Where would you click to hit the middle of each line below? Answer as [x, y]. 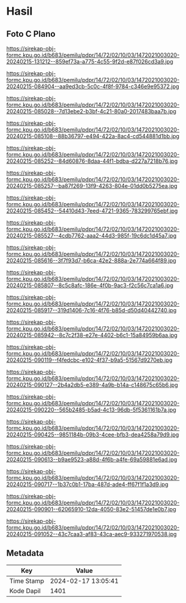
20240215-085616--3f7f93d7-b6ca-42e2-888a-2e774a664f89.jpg [91, 260]
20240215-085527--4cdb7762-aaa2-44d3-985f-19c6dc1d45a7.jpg [91, 236]
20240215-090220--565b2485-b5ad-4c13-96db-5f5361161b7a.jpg [91, 410]
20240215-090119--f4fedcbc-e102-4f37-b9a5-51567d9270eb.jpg [89, 360]
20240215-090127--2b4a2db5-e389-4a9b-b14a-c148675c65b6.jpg [92, 385]
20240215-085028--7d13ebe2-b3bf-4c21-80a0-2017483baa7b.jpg [91, 111]
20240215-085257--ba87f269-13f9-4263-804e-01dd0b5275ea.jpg [92, 186]
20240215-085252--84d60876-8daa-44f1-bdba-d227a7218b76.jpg [92, 161]
